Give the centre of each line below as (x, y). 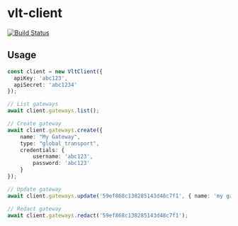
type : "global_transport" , (60, 144)
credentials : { (42, 150)
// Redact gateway (34, 209)
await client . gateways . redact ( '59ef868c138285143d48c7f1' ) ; (98, 215)
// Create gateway (34, 124)
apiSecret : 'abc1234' (46, 85)
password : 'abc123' (62, 163)
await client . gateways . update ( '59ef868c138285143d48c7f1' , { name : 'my (115, 196)
